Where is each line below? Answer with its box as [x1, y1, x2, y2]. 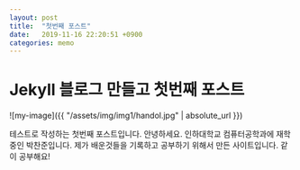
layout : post [9, 13, 59, 22]
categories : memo [9, 38, 75, 48]
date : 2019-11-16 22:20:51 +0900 [9, 30, 143, 39]
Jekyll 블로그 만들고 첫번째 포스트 [9, 80, 245, 100]
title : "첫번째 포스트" [9, 22, 92, 31]
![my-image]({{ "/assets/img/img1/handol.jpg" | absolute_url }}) [9, 110, 243, 121]
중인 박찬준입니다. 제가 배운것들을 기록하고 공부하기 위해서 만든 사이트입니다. [9, 140, 279, 151]
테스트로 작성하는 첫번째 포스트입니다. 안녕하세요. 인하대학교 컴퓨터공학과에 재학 [9, 129, 291, 139]
